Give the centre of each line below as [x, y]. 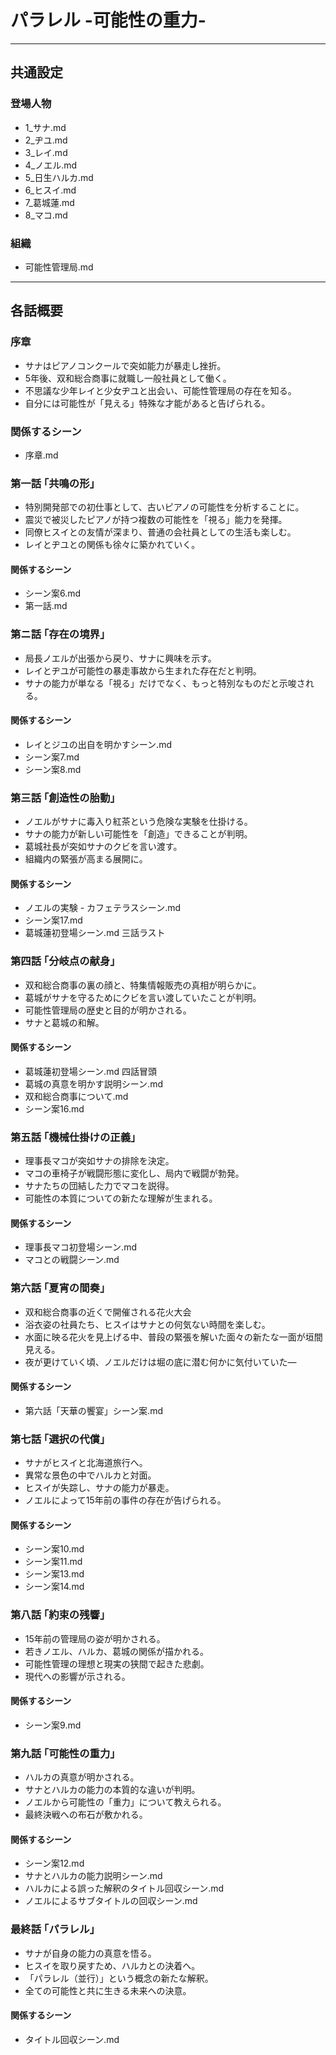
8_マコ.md [46, 215]
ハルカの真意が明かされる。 [82, 1777]
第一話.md [46, 606]
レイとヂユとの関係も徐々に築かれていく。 [112, 545]
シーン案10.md [54, 1549]
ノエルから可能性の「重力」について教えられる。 [125, 1802]
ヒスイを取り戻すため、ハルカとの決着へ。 [112, 1965]
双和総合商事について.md [76, 1096]
